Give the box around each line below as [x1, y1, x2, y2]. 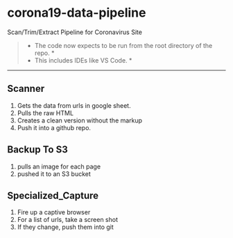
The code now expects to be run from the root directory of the [34, 41, 213, 49]
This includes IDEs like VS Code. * [34, 56, 132, 64]
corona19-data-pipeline [7, 5, 146, 21]
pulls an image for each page [17, 162, 101, 170]
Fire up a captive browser [17, 208, 91, 216]
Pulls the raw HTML [17, 109, 74, 117]
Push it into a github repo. [17, 123, 92, 132]
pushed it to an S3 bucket [17, 169, 92, 178]
